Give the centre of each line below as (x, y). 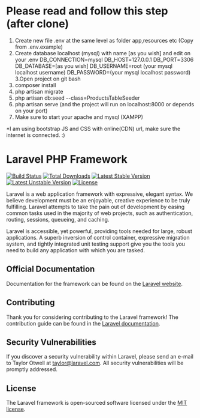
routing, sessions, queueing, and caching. (58, 219)
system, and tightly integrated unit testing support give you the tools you (96, 244)
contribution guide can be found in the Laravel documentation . (83, 323)
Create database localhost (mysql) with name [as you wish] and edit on (103, 53)
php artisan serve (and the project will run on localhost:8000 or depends (104, 104)
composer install (35, 85)
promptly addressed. (32, 369)
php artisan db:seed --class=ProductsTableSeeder (77, 98)
